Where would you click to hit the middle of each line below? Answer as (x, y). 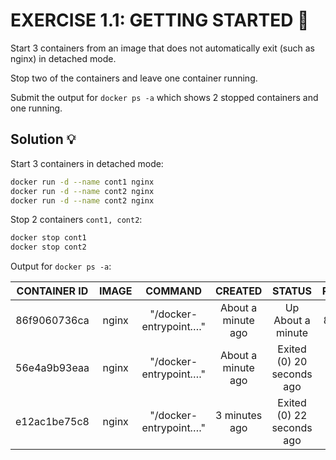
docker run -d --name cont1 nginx (82, 182)
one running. (36, 108)
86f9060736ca (52, 321)
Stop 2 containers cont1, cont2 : (76, 220)
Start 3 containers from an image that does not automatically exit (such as (163, 48)
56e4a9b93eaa (52, 368)
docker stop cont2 (48, 247)
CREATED (238, 291)
